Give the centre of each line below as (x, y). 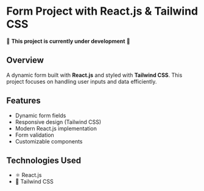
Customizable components (49, 141)
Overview (25, 60)
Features (23, 101)
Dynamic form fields (40, 115)
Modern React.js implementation (56, 128)
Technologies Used (44, 160)
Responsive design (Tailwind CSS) (58, 122)
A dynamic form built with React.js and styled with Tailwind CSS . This (94, 75)
